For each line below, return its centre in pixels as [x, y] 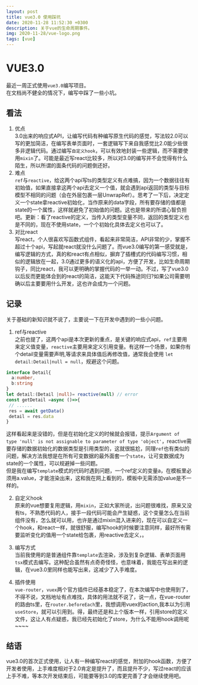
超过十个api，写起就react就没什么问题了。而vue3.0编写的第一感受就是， [103, 246]
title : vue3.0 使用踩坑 [33, 17]
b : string [22, 384]
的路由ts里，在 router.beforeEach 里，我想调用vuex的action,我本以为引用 [102, 604]
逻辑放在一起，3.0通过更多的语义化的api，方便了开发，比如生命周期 [108, 261]
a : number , [23, 378]
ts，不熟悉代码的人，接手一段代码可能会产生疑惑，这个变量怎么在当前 [105, 513]
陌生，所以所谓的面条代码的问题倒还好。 [64, 165]
